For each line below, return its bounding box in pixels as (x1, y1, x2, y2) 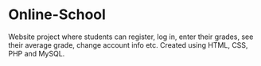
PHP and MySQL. (8, 49, 65, 58)
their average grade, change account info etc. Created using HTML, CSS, (8, 40, 248, 49)
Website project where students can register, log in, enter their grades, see (8, 32, 254, 41)
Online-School (8, 6, 106, 24)
